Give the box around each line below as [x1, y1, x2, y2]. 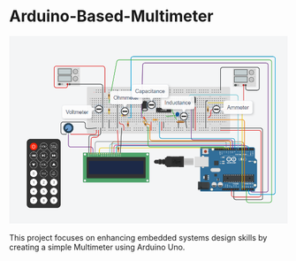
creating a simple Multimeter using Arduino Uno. [9, 242, 186, 252]
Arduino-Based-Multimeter [9, 6, 214, 27]
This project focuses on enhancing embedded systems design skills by [9, 232, 268, 242]
